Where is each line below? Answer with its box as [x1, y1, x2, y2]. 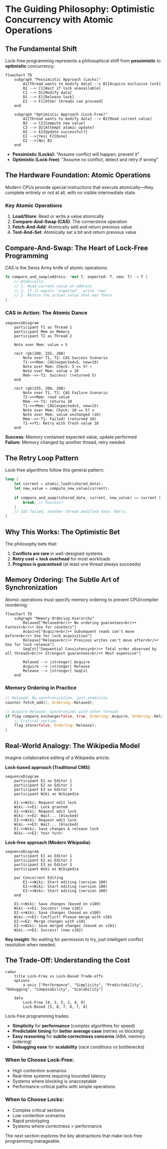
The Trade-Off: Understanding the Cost [5, 956, 130, 964]
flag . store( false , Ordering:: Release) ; [14, 723, 97, 728]
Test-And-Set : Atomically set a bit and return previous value [12, 229, 137, 235]
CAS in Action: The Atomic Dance [5, 309, 88, 316]
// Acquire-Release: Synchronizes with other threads [5, 709, 119, 714]
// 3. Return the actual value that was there [14, 293, 112, 298]
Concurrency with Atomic [5, 14, 113, 25]
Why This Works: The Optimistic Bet [5, 528, 120, 536]
